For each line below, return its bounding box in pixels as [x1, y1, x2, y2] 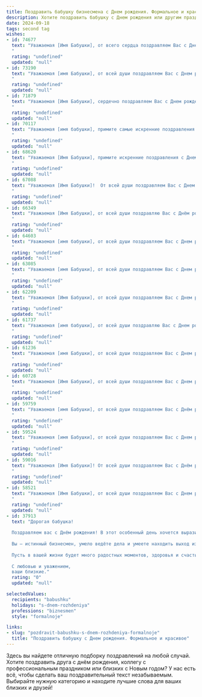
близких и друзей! [6, 684, 53, 691]
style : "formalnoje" [11, 613, 63, 619]
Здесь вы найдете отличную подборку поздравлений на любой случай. [6, 652, 191, 659]
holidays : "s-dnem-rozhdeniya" [11, 602, 90, 608]
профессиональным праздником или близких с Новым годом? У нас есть [6, 664, 196, 672]
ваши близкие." [11, 569, 50, 575]
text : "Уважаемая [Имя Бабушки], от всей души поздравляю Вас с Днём [11, 210, 189, 217]
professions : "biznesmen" [11, 608, 77, 614]
